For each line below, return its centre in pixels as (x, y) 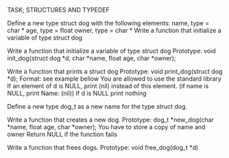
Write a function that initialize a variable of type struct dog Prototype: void (111, 51)
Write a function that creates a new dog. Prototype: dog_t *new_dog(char (111, 120)
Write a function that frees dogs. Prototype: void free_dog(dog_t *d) (103, 147)
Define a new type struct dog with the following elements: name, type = (108, 23)
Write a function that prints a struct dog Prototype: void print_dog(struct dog (115, 71)
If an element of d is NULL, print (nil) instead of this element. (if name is (108, 86)
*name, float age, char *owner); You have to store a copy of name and (106, 127)
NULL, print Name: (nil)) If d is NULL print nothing (77, 93)
